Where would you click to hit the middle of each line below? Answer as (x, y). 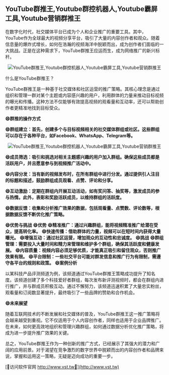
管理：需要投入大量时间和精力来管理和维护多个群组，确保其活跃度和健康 (80, 244)
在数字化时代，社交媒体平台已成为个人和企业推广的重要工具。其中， (76, 31)
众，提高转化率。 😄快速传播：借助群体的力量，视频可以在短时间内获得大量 (83, 231)
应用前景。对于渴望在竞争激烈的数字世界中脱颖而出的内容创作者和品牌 (87, 350)
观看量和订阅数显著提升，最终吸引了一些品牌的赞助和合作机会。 (71, 292)
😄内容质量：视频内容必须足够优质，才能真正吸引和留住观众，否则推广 (88, 250)
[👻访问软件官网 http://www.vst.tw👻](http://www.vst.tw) (62, 366)
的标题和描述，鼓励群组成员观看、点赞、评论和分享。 (60, 180)
